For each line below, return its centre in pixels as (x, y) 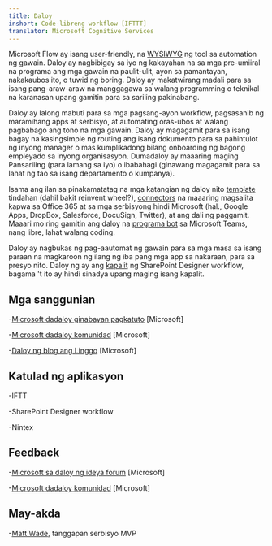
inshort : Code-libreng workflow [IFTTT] (78, 24)
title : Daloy (30, 16)
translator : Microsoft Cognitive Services (81, 31)
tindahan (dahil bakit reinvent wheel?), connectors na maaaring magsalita (131, 198)
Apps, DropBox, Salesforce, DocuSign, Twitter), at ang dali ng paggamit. (129, 215)
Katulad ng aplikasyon (66, 376)
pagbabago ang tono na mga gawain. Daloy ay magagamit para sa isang (129, 130)
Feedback (34, 453)
